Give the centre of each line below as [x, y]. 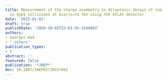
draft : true [17, 24]
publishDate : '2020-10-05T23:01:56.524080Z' [52, 28]
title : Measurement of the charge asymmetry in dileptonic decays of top [84, 10]
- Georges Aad [20, 38]
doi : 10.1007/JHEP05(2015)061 [37, 70]
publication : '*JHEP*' [29, 65]
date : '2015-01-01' [25, 19]
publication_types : [25, 47]
